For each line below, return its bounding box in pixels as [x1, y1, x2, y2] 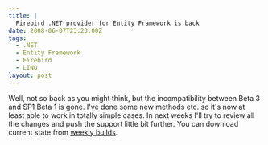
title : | [8, 11, 38, 20]
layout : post [8, 71, 52, 79]
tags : [8, 34, 27, 42]
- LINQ [15, 64, 38, 72]
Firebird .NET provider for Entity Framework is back [15, 19, 200, 27]
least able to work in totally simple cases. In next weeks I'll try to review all [8, 110, 255, 120]
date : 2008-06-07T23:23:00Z [8, 26, 103, 34]
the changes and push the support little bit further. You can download [8, 119, 239, 128]
